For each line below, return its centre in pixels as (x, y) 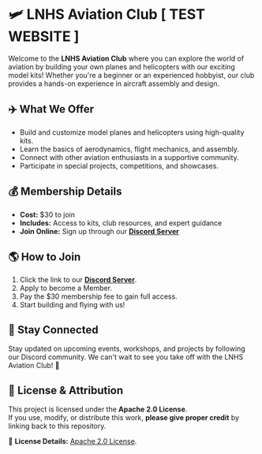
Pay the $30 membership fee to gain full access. (98, 296)
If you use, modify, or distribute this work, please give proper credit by (124, 417)
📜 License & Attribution (66, 390)
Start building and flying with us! (72, 305)
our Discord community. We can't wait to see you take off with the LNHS (126, 357)
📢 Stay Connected (53, 330)
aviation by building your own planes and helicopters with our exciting (122, 66)
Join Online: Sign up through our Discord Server (99, 231)
